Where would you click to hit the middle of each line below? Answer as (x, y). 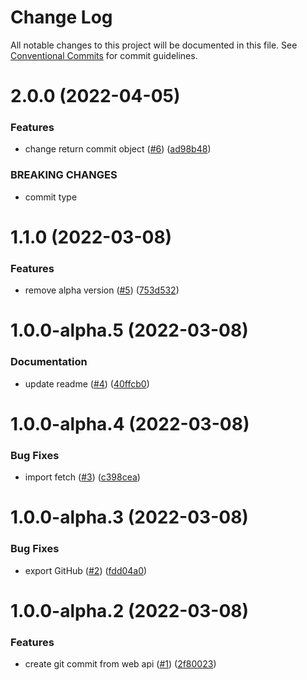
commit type (51, 197)
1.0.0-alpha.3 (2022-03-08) (129, 517)
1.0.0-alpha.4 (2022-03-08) (130, 423)
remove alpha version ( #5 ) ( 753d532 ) (102, 290)
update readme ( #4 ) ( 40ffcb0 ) (87, 383)
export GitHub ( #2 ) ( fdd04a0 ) (86, 570)
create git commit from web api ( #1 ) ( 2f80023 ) (120, 664)
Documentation (49, 362)
